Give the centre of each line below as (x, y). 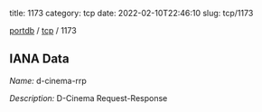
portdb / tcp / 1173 (43, 30)
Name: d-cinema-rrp (48, 80)
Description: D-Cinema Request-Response (89, 98)
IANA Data (39, 59)
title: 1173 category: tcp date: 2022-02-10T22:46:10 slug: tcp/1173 (131, 13)
